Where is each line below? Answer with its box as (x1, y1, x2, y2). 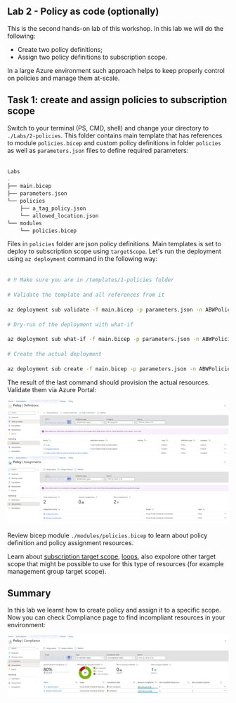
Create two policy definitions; (17, 45, 103, 53)
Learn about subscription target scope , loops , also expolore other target (7, 552, 216, 561)
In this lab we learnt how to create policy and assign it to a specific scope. (7, 606, 221, 615)
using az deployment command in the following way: (7, 255, 158, 263)
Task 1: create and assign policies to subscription (7, 94, 228, 106)
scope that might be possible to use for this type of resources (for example (7, 559, 225, 568)
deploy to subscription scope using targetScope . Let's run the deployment (7, 247, 221, 255)
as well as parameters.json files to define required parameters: (7, 146, 189, 154)
